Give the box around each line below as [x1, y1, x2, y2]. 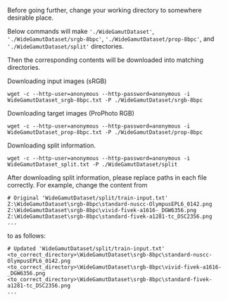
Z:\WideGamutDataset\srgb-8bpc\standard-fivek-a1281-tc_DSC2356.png [7, 213, 213, 220]
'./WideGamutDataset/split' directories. [7, 42, 125, 50]
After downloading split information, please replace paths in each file [7, 173, 208, 182]
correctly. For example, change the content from [7, 181, 148, 189]
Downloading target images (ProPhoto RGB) [7, 109, 135, 117]
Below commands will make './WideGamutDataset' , [7, 27, 155, 35]
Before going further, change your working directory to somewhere [7, 6, 202, 14]
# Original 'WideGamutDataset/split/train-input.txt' [7, 195, 169, 202]
